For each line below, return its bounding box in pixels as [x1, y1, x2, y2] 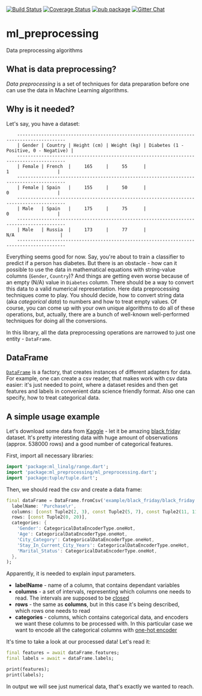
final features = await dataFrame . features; [6, 650, 120, 656]
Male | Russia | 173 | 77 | [22, 227, 147, 233]
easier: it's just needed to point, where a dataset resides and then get [6, 381, 179, 389]
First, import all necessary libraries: [6, 452, 94, 459]
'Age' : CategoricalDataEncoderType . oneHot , [17, 531, 128, 538]
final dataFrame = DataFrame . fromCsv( [6, 497, 103, 503]
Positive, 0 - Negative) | [6, 148, 74, 154]
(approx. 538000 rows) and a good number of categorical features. [6, 440, 173, 448]
